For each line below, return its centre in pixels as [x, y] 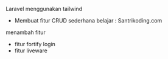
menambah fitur [26, 32]
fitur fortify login [35, 44]
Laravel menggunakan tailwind [44, 9]
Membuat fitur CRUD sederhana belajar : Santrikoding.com [88, 20]
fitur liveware [31, 50]
